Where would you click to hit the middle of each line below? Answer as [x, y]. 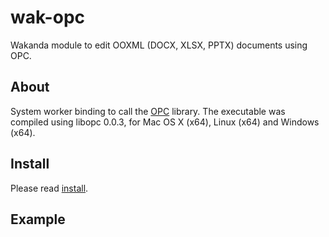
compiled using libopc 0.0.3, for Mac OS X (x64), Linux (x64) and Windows [165, 122]
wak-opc [48, 17]
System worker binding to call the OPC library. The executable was [148, 111]
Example [38, 219]
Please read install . [49, 188]
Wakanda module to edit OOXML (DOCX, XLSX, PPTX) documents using [159, 45]
